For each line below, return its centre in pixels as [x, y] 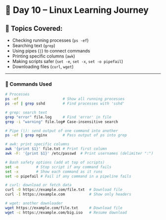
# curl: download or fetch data [38, 185]
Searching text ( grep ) [34, 46]
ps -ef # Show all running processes [65, 99]
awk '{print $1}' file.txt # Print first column [56, 149]
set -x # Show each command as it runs [54, 171]
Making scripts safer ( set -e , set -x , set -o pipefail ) [68, 61]
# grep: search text [26, 112]
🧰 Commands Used [28, 84]
